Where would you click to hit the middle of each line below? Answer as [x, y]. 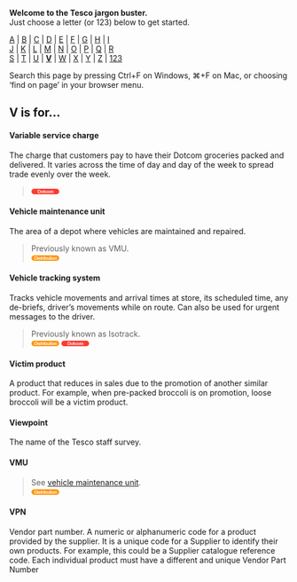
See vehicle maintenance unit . [86, 482]
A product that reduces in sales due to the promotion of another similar [139, 383]
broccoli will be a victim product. [69, 402]
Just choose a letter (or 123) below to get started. [100, 22]
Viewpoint [29, 422]
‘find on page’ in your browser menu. [77, 85]
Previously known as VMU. [80, 248]
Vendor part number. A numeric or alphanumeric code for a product [133, 531]
